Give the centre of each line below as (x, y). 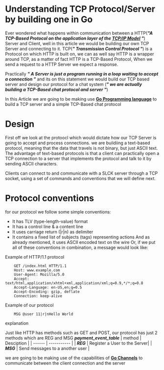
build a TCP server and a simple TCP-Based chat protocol (63, 104)
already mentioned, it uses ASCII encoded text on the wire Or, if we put (84, 242)
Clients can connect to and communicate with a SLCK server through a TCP (82, 173)
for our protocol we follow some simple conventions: (58, 211)
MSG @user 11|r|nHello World (44, 314)
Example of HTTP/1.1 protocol (35, 257)
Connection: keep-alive (38, 296)
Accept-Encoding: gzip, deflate (47, 291)
